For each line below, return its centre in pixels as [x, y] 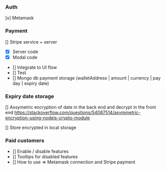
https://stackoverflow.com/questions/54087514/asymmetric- [77, 113]
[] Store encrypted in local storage [41, 128]
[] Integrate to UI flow [34, 67]
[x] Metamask [20, 18]
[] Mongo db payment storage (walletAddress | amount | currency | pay [87, 78]
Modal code [25, 57]
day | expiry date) [31, 83]
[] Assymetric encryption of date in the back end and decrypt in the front [81, 107]
